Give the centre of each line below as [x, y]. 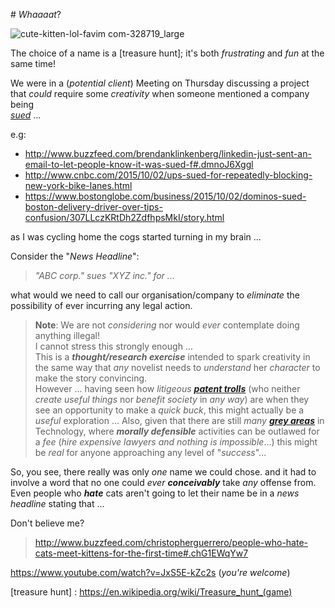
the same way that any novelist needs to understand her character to [177, 367]
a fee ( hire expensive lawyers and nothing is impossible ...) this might [176, 442]
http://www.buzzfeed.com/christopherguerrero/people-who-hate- [171, 542]
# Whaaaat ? [36, 14]
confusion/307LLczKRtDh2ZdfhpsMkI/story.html [124, 217]
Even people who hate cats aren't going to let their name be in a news [155, 493]
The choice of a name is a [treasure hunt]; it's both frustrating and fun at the [167, 53]
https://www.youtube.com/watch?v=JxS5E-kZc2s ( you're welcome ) [150, 572]
